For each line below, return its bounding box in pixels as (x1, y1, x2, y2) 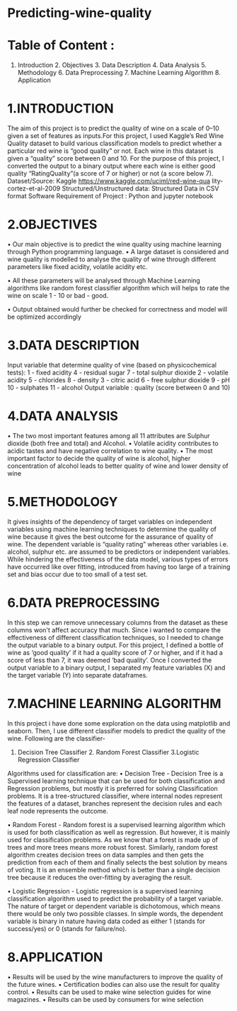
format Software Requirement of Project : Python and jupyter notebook (7, 192, 214, 200)
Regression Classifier (17, 755, 80, 764)
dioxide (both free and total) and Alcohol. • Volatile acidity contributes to (7, 439, 219, 447)
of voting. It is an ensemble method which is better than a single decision (7, 865, 221, 874)
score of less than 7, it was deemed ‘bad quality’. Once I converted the (7, 656, 212, 664)
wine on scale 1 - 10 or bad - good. (7, 292, 109, 299)
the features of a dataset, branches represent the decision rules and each (7, 799, 222, 808)
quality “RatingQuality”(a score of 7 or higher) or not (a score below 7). (7, 169, 214, 178)
